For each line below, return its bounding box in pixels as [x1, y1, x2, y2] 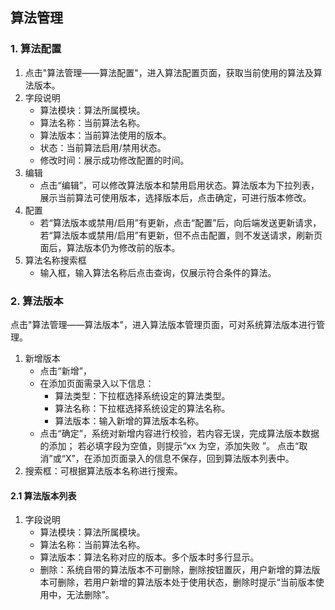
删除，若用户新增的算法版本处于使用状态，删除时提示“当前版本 [57, 576, 316, 588]
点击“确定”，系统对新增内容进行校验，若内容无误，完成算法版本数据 [39, 427, 320, 439]
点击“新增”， [39, 364, 92, 377]
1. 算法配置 [10, 42, 62, 56]
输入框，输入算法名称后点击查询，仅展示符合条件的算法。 [39, 266, 277, 278]
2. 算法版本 [10, 294, 64, 308]
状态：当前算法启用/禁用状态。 [39, 141, 167, 153]
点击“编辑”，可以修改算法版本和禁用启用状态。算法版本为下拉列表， [39, 179, 320, 191]
